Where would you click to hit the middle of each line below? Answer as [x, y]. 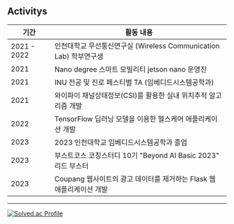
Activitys [27, 11]
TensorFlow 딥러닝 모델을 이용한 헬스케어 [119, 119]
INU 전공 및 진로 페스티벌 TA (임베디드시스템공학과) [134, 82]
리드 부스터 [72, 166]
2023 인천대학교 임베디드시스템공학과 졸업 [121, 142]
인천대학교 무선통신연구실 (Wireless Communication [137, 46]
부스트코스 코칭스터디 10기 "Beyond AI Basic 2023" [137, 155]
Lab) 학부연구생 [79, 56]
